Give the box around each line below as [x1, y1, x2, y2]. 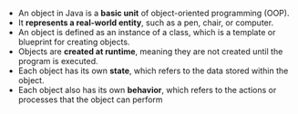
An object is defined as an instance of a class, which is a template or [17, 27, 276, 37]
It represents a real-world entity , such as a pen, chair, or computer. [17, 17, 274, 28]
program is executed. [17, 56, 98, 66]
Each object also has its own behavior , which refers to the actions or [17, 85, 277, 95]
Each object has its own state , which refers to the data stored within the [17, 65, 289, 76]
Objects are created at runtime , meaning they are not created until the [17, 46, 283, 57]
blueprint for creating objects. [17, 36, 130, 47]
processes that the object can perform [17, 94, 163, 105]
